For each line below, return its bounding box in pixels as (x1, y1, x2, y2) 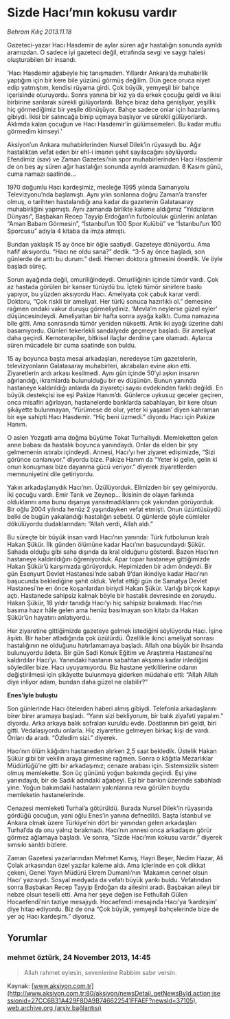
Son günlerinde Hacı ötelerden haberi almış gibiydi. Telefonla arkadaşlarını (7, 704, 218, 713)
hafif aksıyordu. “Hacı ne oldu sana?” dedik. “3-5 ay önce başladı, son (7, 247, 205, 256)
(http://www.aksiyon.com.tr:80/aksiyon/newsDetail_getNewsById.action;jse (7, 989, 221, 997)
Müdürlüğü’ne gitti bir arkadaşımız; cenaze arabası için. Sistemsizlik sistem (7, 761, 219, 770)
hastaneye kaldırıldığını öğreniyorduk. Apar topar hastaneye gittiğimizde (7, 555, 211, 563)
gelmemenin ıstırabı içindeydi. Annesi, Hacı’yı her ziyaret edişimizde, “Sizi (7, 448, 216, 456)
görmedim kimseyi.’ (7, 127, 62, 135)
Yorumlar (7, 932, 48, 944)
